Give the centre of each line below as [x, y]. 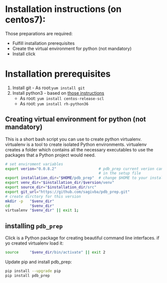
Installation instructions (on [63, 9]
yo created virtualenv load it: [34, 243]
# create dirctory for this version [43, 196]
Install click [24, 54]
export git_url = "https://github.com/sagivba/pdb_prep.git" [68, 192]
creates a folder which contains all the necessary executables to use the [79, 149]
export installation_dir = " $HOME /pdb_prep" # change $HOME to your [77, 178]
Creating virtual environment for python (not [76, 119]
